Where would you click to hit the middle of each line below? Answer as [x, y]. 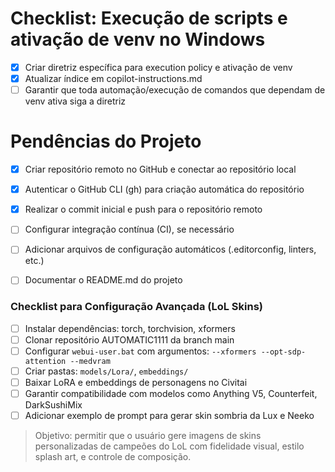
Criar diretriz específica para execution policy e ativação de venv [158, 67]
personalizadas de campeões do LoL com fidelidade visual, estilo [169, 446]
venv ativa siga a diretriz [75, 101]
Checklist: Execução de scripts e [149, 18]
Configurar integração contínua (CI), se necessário [129, 229]
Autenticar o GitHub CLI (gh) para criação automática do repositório [164, 189]
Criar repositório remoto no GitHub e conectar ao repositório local [160, 169]
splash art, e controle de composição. [113, 457]
